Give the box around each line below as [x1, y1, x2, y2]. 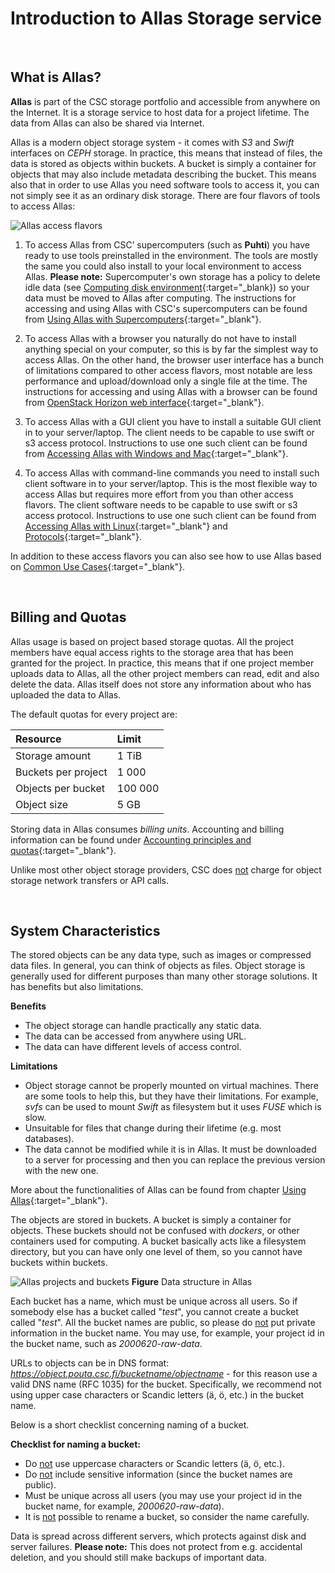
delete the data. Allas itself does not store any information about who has [10, 678, 312, 690]
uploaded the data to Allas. [10, 688, 122, 701]
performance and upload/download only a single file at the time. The [24, 375, 308, 387]
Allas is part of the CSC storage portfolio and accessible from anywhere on [10, 95, 321, 107]
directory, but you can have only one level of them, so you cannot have [10, 1246, 303, 1258]
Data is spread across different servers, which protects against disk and [10, 1530, 307, 1542]
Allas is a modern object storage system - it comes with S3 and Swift [10, 136, 295, 148]
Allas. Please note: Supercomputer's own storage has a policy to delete [24, 270, 321, 282]
